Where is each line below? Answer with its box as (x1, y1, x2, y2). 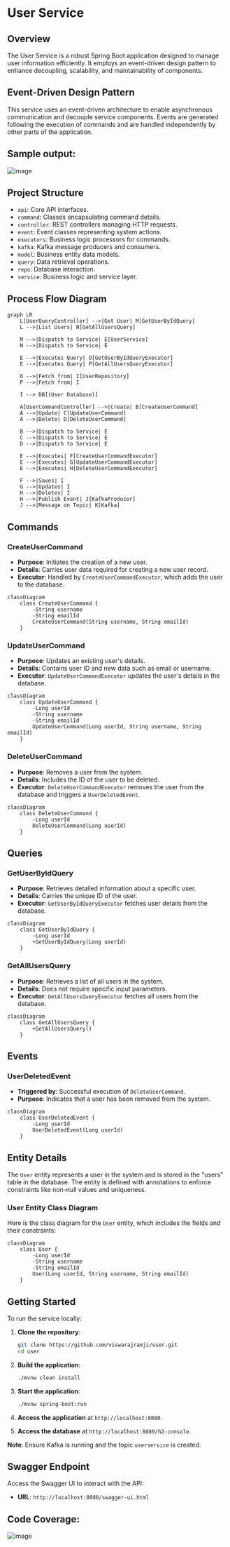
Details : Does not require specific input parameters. (17, 984, 168, 993)
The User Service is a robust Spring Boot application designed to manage (7, 51, 220, 60)
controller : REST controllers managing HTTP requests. (17, 220, 178, 229)
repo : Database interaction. (17, 265, 96, 274)
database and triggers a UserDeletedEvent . (17, 790, 141, 798)
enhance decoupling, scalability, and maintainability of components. (7, 67, 203, 74)
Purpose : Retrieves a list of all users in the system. (17, 977, 164, 985)
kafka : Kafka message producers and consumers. (17, 243, 161, 251)
